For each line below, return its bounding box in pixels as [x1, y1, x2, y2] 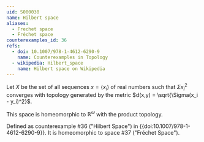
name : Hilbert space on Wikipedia [17, 65, 105, 72]
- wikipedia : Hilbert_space [12, 60, 84, 66]
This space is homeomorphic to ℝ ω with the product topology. [6, 109, 164, 118]
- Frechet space [12, 26, 53, 32]
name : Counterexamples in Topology [17, 54, 108, 60]
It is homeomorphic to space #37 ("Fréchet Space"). [48, 129, 180, 137]
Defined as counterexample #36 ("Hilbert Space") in [6, 122, 138, 130]
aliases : [6, 20, 29, 26]
